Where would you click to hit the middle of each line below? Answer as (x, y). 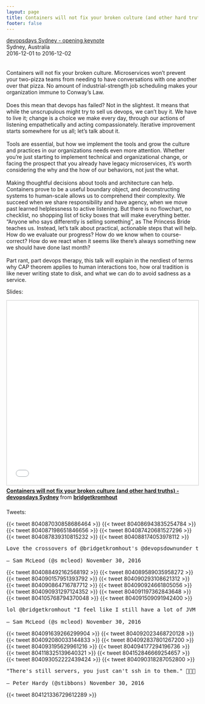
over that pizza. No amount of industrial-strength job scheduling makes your (102, 86)
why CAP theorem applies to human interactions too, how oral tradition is (98, 267)
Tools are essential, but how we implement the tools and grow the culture (98, 144)
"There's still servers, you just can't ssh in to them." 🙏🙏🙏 (101, 671)
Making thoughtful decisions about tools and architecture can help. (90, 183)
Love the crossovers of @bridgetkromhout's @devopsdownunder (99, 548)
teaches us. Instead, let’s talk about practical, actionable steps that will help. (102, 228)
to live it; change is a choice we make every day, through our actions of (96, 118)
